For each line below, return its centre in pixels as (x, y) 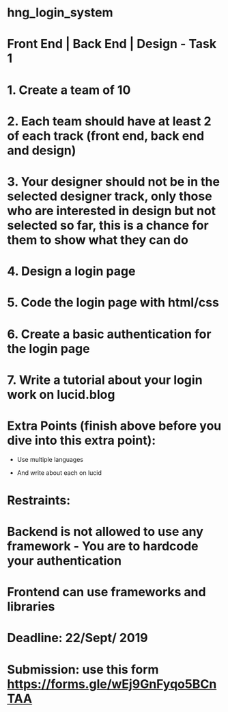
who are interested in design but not (112, 211)
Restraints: (39, 500)
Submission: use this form (83, 669)
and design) (42, 150)
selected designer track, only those (110, 196)
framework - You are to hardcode (103, 546)
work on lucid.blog (61, 394)
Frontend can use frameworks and (106, 592)
